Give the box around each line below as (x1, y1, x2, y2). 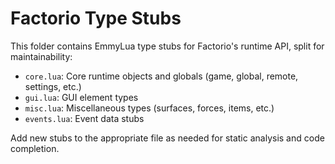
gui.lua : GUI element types (24, 91, 139, 103)
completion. (10, 142, 60, 154)
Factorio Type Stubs (10, 7, 182, 30)
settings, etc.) (24, 80, 82, 92)
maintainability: (10, 50, 73, 62)
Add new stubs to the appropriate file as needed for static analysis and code (10, 132, 325, 144)
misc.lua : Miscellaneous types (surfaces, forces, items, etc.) (24, 102, 275, 114)
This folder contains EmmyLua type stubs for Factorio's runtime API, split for (10, 40, 325, 52)
